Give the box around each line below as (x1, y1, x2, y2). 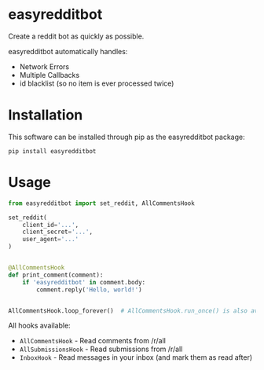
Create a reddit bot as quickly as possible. (8, 31, 145, 41)
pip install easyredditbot (8, 147, 97, 155)
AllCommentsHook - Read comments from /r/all (19, 336, 167, 346)
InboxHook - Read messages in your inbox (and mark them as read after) (19, 353, 253, 362)
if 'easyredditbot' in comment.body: (22, 278, 146, 286)
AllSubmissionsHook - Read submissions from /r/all (19, 344, 183, 354)
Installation (8, 106, 83, 124)
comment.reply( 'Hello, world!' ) (36, 285, 143, 294)
